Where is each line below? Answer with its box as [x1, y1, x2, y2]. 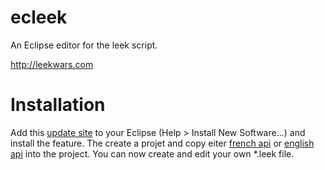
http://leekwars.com [10, 58, 94, 70]
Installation [10, 94, 106, 116]
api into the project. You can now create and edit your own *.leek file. [10, 147, 295, 160]
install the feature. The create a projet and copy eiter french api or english [10, 137, 315, 149]
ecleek [10, 6, 68, 29]
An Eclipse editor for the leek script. [10, 39, 158, 51]
